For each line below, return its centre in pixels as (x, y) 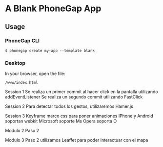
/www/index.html (21, 83)
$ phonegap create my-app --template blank (50, 50)
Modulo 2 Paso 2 (22, 131)
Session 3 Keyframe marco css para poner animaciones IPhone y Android (79, 116)
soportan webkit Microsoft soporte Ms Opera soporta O (61, 121)
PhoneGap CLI (22, 41)
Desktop (15, 63)
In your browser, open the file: (35, 73)
